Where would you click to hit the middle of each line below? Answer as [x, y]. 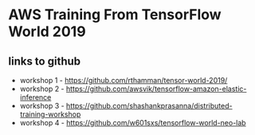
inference [35, 97]
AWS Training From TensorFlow [115, 15]
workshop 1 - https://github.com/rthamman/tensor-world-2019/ [124, 80]
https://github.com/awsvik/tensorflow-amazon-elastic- [157, 89]
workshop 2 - [42, 89]
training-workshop [50, 114]
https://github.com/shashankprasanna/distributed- [149, 106]
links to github [45, 61]
